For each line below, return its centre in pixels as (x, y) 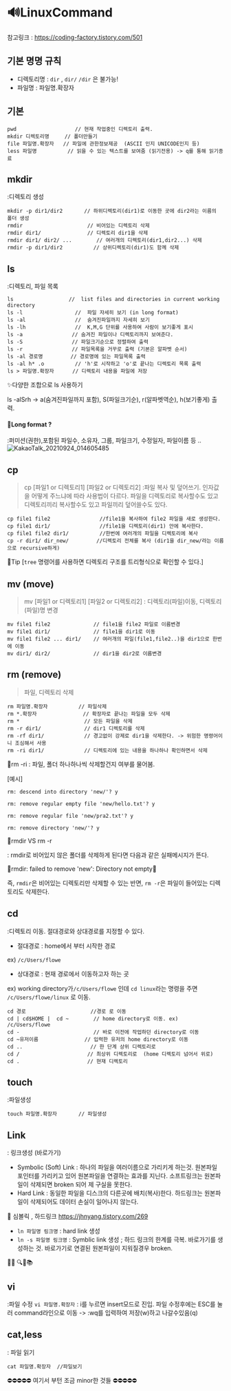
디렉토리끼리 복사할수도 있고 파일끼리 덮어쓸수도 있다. (96, 505)
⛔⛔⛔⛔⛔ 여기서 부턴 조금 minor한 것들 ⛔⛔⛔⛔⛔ (72, 1380)
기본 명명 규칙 (34, 61)
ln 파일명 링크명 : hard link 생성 (59, 1231)
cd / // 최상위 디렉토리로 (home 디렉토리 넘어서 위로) (110, 1054)
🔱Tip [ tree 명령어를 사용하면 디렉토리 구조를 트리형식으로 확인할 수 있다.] (106, 562)
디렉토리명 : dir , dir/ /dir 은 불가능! (68, 79)
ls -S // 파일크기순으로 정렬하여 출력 (78, 342)
